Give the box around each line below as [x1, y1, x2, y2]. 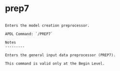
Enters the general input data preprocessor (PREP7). [5, 53, 116, 57]
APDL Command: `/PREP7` [5, 31, 53, 36]
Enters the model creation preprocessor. [5, 23, 90, 28]
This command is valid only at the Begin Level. [5, 61, 105, 66]
